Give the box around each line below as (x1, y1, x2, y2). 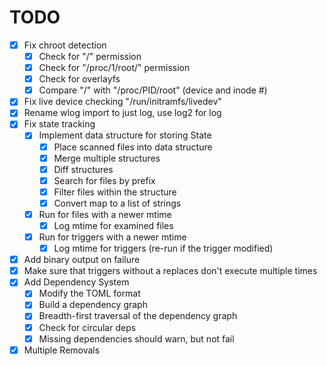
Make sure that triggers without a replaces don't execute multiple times (23, 265, 318, 277)
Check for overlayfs (38, 73, 121, 85)
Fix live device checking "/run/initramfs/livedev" (23, 96, 222, 108)
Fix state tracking (23, 118, 96, 130)
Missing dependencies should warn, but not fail (38, 332, 235, 345)
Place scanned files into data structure (53, 141, 213, 153)
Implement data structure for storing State (38, 129, 212, 141)
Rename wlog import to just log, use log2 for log (23, 107, 222, 119)
